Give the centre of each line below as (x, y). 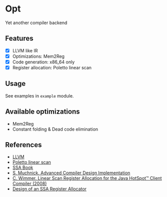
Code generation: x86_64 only (43, 62)
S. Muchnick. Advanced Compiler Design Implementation (71, 173)
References (23, 145)
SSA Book (23, 168)
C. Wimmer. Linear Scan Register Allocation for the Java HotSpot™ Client (87, 178)
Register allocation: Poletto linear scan (52, 67)
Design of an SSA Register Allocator (49, 189)
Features (19, 38)
